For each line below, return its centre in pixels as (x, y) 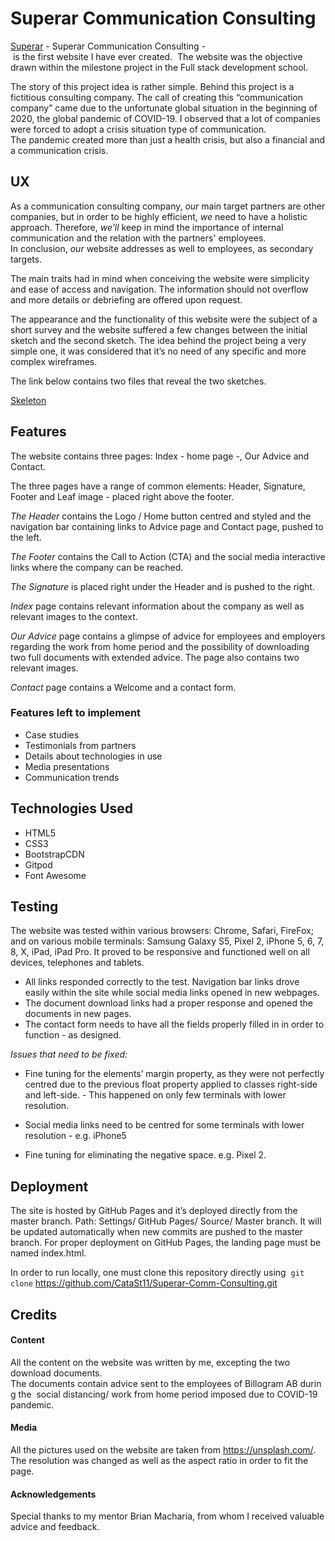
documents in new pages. (78, 1014)
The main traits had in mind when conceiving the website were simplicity (160, 278)
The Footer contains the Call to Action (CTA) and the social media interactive (168, 556)
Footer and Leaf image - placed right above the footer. (122, 496)
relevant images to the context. (74, 616)
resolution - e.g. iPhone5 (75, 1136)
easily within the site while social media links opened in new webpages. (172, 993)
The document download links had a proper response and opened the (168, 1003)
